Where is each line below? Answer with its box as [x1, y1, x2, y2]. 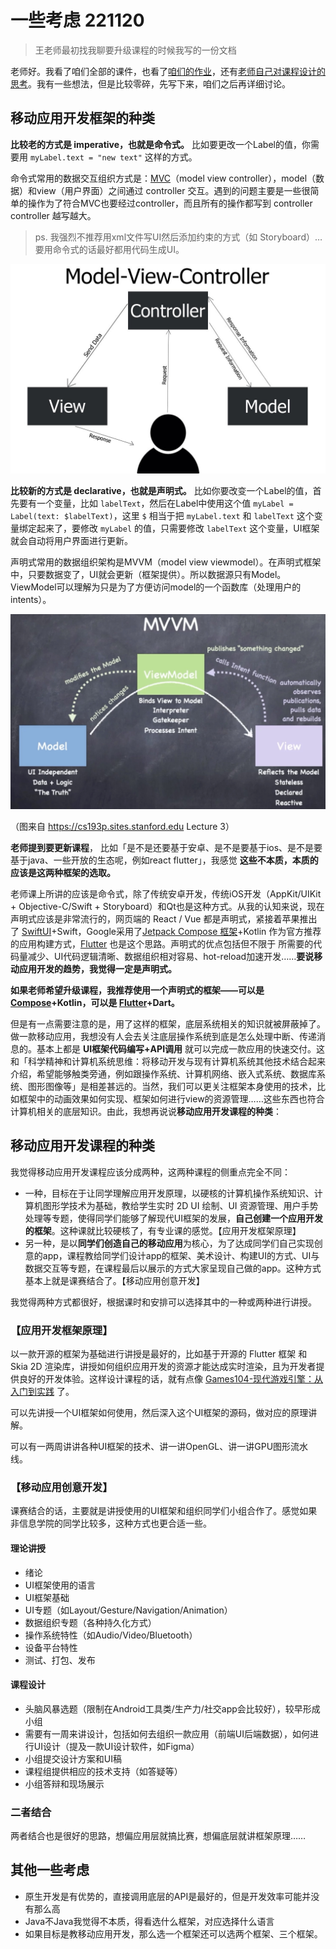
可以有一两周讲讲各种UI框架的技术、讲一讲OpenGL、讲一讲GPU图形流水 [10, 1441, 309, 1453]
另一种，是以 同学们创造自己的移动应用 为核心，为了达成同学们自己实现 [24, 1237, 315, 1249]
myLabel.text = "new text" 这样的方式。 [29, 151, 198, 163]
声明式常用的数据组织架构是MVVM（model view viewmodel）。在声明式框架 [10, 556, 322, 568]
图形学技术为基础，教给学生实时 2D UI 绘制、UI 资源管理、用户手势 [42, 1199, 319, 1211]
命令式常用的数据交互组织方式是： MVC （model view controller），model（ [10, 172, 317, 184]
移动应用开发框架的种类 [10, 110, 155, 127]
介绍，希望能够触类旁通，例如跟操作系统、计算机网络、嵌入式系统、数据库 [10, 1067, 317, 1080]
